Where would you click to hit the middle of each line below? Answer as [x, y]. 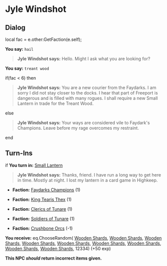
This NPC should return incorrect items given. [53, 258]
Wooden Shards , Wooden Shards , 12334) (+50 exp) [58, 248]
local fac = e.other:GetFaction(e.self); [43, 39]
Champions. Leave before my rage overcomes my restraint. [78, 128]
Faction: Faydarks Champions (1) [46, 189]
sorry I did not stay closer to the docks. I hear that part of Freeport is [87, 93]
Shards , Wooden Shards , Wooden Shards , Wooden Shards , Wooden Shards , [83, 243]
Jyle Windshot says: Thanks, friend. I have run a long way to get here [89, 175]
